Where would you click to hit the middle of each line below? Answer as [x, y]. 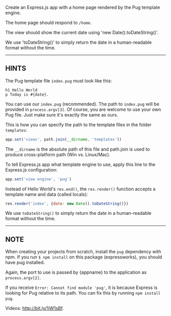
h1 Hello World [21, 90]
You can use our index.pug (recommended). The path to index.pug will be [82, 104]
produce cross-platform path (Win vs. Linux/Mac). [58, 154]
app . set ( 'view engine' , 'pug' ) [38, 179]
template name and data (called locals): [47, 194]
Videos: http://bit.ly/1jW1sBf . [35, 308]
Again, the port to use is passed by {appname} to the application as [76, 272]
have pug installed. [25, 263]
